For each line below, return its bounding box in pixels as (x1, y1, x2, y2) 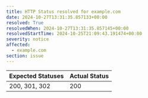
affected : (6, 42, 31, 48)
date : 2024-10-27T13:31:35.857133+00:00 (6, 14, 108, 20)
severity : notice (6, 36, 49, 42)
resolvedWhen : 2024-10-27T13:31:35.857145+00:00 (6, 25, 129, 31)
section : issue (6, 53, 44, 59)
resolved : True (6, 20, 44, 26)
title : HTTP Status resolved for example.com (6, 8, 121, 15)
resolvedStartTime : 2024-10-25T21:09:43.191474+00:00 (6, 31, 143, 37)
